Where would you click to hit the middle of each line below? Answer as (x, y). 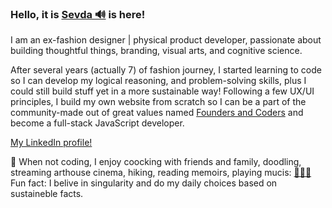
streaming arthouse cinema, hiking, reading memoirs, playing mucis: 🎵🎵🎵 (161, 173)
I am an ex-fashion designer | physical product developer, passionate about (166, 40)
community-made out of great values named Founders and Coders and (157, 113)
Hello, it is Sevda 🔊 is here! (78, 14)
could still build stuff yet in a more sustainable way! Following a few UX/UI (162, 91)
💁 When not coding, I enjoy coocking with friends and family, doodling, (156, 162)
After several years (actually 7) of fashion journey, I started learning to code (166, 70)
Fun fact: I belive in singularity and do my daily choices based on (144, 183)
